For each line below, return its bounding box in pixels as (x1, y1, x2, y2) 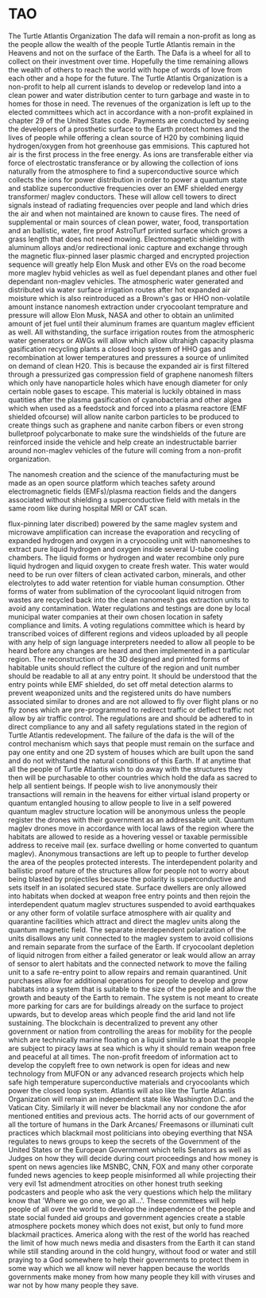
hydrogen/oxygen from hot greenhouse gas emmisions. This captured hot (8, 141, 250, 151)
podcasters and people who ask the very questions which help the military (8, 1187, 253, 1197)
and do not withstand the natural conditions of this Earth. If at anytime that (8, 756, 252, 765)
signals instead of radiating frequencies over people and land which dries (8, 200, 249, 209)
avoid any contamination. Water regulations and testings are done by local (8, 603, 251, 613)
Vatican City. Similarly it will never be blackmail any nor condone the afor (8, 1102, 247, 1112)
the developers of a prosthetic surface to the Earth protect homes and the (8, 124, 250, 134)
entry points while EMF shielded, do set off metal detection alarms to (8, 679, 233, 689)
